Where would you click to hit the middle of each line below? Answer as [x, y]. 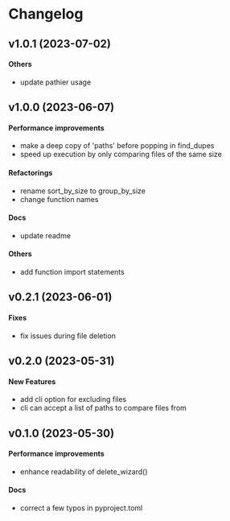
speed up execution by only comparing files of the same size [121, 155]
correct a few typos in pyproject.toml [81, 507]
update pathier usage [55, 82]
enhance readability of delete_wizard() [84, 471]
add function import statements [72, 271]
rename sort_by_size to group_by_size [83, 191]
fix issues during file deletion [68, 336]
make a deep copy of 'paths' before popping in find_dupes [117, 146]
